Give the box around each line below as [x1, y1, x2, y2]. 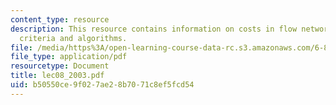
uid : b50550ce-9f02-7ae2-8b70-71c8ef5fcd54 [10, 80, 195, 90]
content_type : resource [10, 14, 110, 25]
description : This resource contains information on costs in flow [10, 24, 298, 34]
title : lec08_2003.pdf [10, 71, 105, 81]
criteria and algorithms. [19, 33, 128, 43]
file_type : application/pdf [10, 52, 128, 62]
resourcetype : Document [10, 61, 110, 71]
